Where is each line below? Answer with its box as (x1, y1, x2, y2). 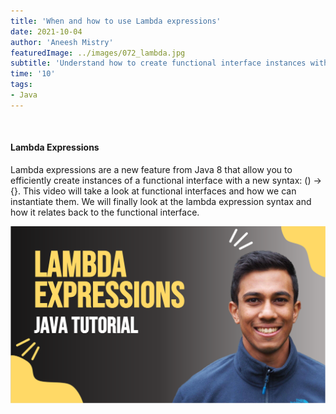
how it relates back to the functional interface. (10, 206, 200, 218)
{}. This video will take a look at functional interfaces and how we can (10, 185, 297, 197)
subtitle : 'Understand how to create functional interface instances (10, 58, 307, 69)
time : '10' (10, 69, 56, 79)
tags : (10, 80, 33, 90)
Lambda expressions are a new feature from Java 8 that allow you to (10, 163, 293, 175)
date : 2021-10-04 (10, 26, 83, 37)
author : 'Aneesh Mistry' (10, 37, 114, 47)
